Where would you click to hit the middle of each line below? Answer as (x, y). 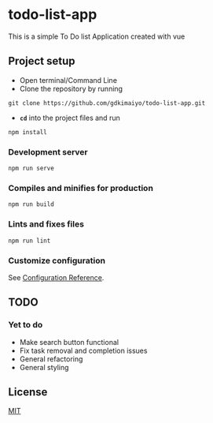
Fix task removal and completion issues (83, 350)
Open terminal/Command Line (68, 80)
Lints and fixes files (46, 224)
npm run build (31, 204)
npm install (28, 132)
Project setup (42, 61)
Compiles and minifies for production (81, 188)
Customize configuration (57, 260)
